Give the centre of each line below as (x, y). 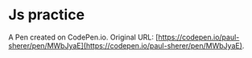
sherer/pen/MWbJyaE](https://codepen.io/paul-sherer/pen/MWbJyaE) (126, 45)
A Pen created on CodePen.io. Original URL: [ (83, 37)
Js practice (47, 15)
